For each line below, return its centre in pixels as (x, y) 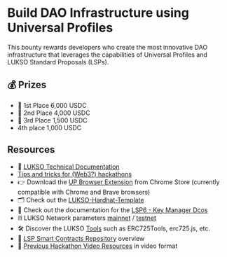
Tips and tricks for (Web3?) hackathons (74, 174)
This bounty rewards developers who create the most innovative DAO (108, 47)
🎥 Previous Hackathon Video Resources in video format (97, 246)
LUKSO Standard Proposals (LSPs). (58, 62)
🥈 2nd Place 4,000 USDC (54, 113)
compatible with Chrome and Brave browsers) (84, 192)
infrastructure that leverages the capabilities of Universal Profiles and (108, 55)
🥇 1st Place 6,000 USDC (52, 105)
